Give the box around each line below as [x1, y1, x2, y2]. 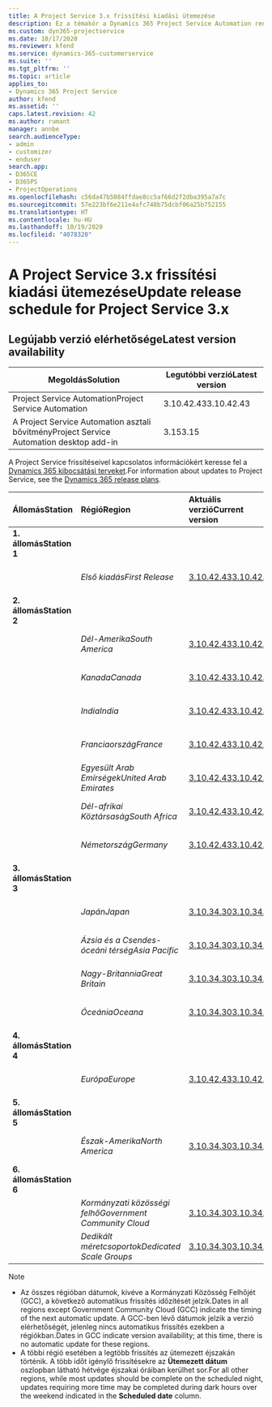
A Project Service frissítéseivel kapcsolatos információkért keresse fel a [8, 458, 248, 467]
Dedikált [80, 1231, 113, 1241]
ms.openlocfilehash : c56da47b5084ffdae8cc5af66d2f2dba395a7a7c [8, 192, 227, 201]
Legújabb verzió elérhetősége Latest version [8, 332, 236, 346]
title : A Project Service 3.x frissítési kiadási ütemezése [8, 11, 216, 20]
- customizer [8, 148, 53, 156]
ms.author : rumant [8, 118, 70, 126]
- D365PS [8, 178, 38, 187]
